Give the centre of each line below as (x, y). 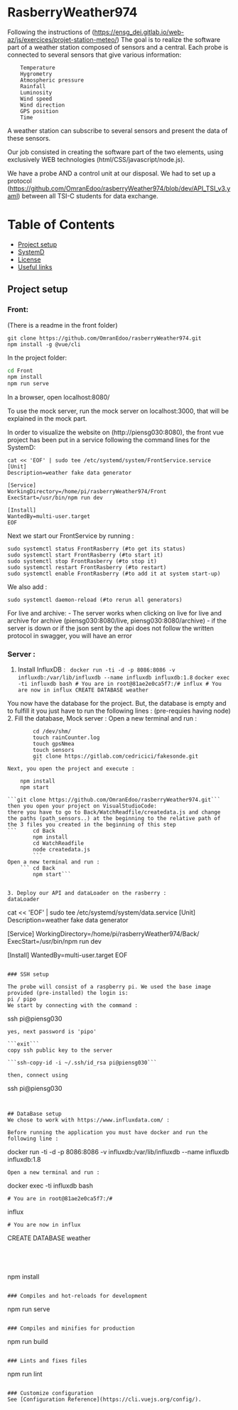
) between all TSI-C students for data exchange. (88, 195)
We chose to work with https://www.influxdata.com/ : (89, 1120)
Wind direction (43, 105)
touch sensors (54, 750)
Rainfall (33, 86)
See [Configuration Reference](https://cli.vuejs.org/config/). (104, 1400)
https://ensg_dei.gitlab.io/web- (139, 32)
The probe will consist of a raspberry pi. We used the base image (109, 987)
